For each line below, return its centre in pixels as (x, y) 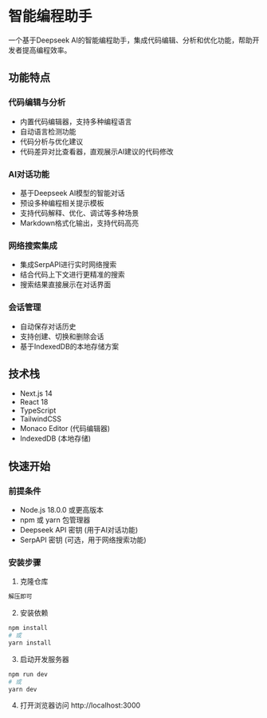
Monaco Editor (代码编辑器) (65, 429)
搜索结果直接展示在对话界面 (65, 285)
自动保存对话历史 (48, 326)
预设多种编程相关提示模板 (62, 203)
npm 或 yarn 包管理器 (55, 520)
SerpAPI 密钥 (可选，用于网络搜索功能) (83, 540)
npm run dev (28, 674)
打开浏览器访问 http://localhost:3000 (80, 705)
